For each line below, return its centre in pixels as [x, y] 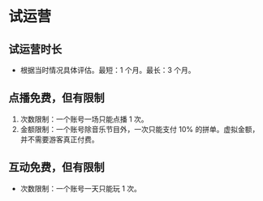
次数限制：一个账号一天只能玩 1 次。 [81, 188]
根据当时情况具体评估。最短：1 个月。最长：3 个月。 [108, 70]
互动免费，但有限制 [56, 167]
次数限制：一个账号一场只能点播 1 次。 [84, 119]
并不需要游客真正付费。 [59, 139]
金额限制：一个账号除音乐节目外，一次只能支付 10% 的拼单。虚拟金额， [140, 129]
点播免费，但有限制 [56, 98]
